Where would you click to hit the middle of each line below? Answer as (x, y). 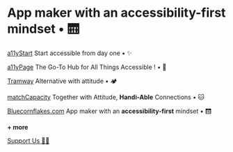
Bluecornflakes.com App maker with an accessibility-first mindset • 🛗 (110, 111)
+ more (18, 127)
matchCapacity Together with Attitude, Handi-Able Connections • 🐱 (106, 97)
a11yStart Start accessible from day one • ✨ (70, 53)
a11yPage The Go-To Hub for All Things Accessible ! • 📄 (87, 67)
